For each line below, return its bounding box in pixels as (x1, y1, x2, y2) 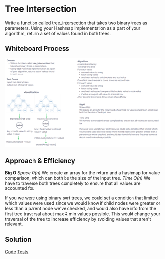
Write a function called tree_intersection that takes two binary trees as (5, 20, 148, 26)
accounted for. (5, 185, 35, 191)
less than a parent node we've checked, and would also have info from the (5, 205, 157, 211)
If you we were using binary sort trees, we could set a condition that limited (5, 195, 158, 201)
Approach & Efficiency (5, 156, 75, 165)
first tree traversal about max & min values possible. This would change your (5, 211, 161, 217)
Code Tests (5, 248, 29, 255)
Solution (5, 235, 32, 244)
